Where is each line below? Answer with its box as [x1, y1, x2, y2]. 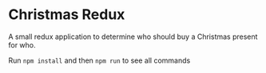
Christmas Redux [8, 6, 125, 24]
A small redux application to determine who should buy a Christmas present [8, 32, 258, 41]
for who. [8, 40, 36, 49]
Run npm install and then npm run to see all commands [8, 56, 191, 65]
